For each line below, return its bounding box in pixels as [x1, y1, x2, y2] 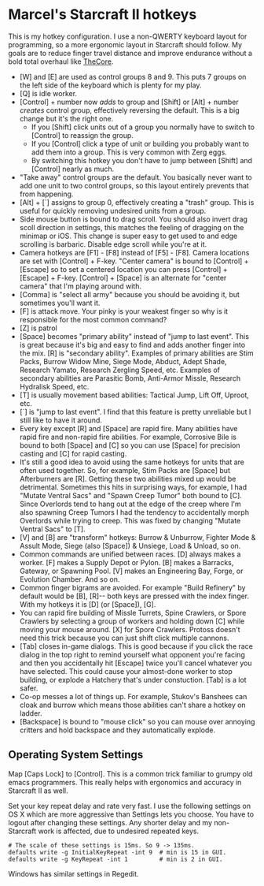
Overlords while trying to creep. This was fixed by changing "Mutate [19, 516, 241, 525]
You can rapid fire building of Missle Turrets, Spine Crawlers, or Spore [19, 608, 247, 617]
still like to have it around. [19, 415, 102, 425]
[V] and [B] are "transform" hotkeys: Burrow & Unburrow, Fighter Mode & [19, 532, 256, 542]
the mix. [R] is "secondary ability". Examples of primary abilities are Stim [19, 348, 254, 358]
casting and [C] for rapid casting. [19, 449, 127, 458]
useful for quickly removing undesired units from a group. [19, 206, 207, 215]
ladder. [19, 708, 42, 718]
